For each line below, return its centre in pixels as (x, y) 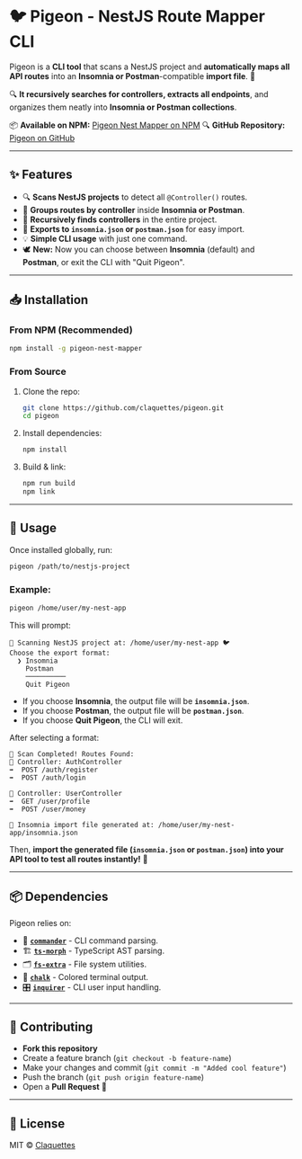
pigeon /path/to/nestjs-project (70, 566)
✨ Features (41, 175)
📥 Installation (49, 300)
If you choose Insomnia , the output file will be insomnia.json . (136, 700)
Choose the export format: (60, 653)
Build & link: (44, 467)
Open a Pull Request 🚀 (65, 1087)
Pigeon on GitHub (42, 138)
